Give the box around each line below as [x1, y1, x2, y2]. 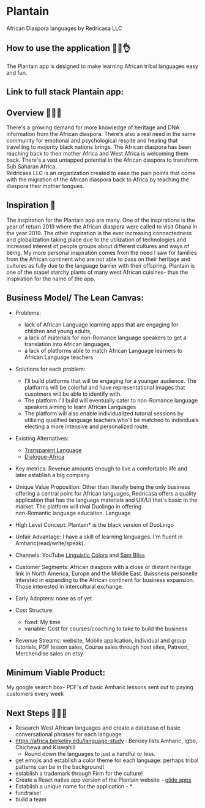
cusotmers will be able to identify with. [24, 390, 122, 398]
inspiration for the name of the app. [6, 274, 96, 282]
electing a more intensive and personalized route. [24, 423, 149, 430]
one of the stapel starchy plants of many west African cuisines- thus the [6, 268, 188, 276]
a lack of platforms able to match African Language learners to [24, 347, 182, 354]
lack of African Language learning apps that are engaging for [24, 320, 179, 328]
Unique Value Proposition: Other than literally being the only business [15, 483, 190, 491]
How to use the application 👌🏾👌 [6, 43, 131, 53]
